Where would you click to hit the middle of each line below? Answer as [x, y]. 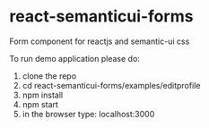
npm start [40, 104]
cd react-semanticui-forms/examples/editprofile [111, 85]
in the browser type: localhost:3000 [88, 114]
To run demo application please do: [75, 58]
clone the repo [49, 76]
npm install [43, 95]
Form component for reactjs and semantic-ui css [100, 41]
